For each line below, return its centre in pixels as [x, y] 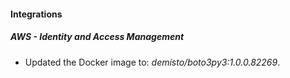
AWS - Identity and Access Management [97, 37]
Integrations [36, 14]
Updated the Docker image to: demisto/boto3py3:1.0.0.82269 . [152, 62]
